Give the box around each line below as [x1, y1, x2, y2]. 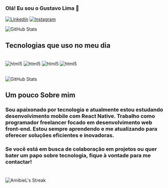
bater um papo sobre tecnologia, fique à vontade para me [5, 152, 151, 159]
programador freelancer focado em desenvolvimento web [5, 119, 153, 126]
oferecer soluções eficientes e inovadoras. [5, 132, 114, 139]
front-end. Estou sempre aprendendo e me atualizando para [5, 126, 158, 133]
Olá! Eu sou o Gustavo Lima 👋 [5, 5, 79, 12]
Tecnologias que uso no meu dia [5, 41, 111, 50]
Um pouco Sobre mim [5, 91, 76, 99]
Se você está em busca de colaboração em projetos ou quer [5, 145, 157, 153]
